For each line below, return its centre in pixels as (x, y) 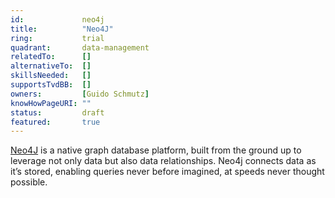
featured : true (55, 122)
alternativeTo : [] (51, 66)
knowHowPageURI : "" (51, 103)
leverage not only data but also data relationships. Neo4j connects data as (163, 161)
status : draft (57, 112)
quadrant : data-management (80, 47)
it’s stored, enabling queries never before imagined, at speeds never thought (167, 172)
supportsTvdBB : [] (51, 85)
